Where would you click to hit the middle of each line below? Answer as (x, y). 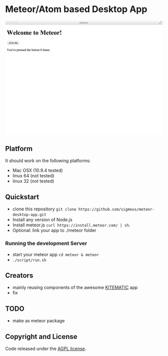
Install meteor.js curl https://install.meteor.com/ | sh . (71, 225)
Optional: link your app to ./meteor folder (54, 230)
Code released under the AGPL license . (46, 349)
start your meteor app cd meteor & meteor (55, 254)
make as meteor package (38, 321)
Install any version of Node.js (42, 220)
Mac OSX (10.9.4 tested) (38, 170)
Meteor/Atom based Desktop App (76, 9)
